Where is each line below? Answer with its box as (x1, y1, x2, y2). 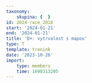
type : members (16, 63, 51, 69)
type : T (6, 41, 25, 47)
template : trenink (6, 47, 51, 53)
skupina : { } (16, 14, 51, 20)
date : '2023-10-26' (6, 52, 54, 58)
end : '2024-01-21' (6, 30, 51, 36)
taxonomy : (6, 8, 30, 15)
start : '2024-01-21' (6, 25, 56, 31)
